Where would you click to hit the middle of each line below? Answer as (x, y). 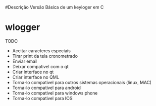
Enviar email (25, 61)
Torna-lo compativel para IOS (42, 98)
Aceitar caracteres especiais (41, 51)
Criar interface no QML (36, 77)
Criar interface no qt (33, 72)
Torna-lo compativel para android (46, 88)
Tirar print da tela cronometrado (45, 56)
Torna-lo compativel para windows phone (55, 93)
